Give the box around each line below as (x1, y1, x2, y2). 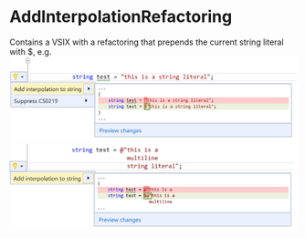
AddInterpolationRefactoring (9, 6, 233, 27)
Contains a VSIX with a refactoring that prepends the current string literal (9, 36, 285, 47)
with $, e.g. (9, 46, 52, 57)
